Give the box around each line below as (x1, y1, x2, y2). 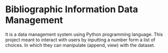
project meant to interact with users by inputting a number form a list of (5, 37, 156, 43)
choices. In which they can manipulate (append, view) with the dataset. (5, 42, 155, 48)
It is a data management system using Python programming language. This (5, 31, 163, 37)
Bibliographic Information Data (5, 4, 138, 15)
